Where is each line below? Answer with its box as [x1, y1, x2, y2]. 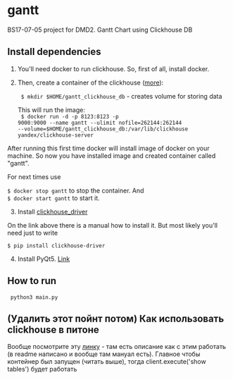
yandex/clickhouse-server [17, 131, 94, 139]
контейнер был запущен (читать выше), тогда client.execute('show [7, 357, 206, 366]
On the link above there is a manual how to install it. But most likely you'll [7, 221, 218, 229]
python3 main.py [10, 293, 58, 301]
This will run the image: [17, 105, 86, 114]
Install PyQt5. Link [17, 255, 70, 263]
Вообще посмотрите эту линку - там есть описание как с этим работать [7, 343, 227, 351]
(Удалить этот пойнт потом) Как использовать [7, 312, 225, 324]
